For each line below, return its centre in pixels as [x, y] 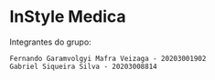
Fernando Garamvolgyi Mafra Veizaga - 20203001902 [108, 58]
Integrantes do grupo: [50, 42]
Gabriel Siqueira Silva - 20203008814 [83, 66]
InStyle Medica [68, 17]
